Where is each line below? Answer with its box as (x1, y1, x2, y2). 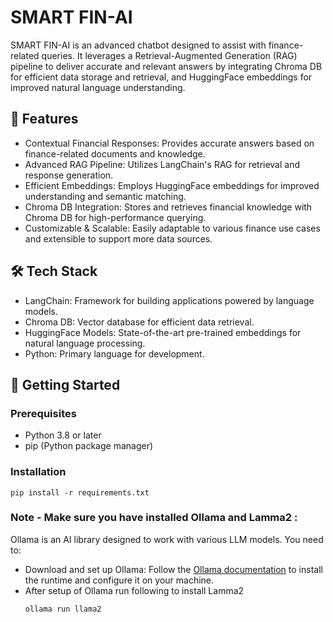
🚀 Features (10, 111, 79, 128)
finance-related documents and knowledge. (24, 147, 206, 160)
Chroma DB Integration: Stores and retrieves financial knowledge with (24, 201, 313, 213)
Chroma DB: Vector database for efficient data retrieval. (24, 316, 255, 328)
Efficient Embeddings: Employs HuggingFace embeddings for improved (24, 179, 320, 191)
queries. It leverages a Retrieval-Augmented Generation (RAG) (41, 49, 298, 61)
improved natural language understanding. (10, 81, 186, 93)
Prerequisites (10, 406, 77, 420)
